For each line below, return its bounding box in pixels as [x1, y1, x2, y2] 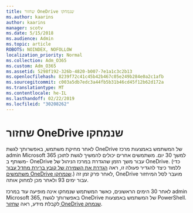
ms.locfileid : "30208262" [6, 101, 69, 107]
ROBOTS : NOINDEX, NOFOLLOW [6, 47, 72, 53]
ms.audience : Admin [6, 36, 54, 42]
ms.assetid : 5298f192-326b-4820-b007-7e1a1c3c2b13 [6, 68, 133, 74]
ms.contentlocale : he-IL [6, 90, 67, 96]
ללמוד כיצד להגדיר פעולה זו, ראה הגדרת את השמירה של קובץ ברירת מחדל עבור [6, 164, 181, 171]
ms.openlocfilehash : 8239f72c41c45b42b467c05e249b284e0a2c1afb [6, 74, 164, 80]
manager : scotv [6, 25, 43, 31]
